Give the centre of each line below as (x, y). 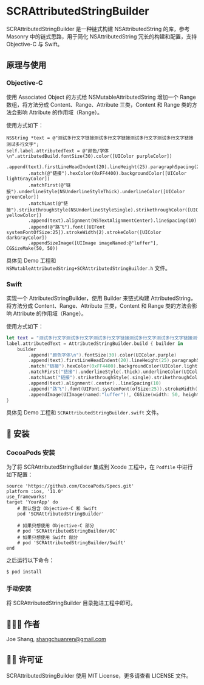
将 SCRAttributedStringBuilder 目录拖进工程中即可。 (71, 603)
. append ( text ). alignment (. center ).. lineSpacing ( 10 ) (95, 383)
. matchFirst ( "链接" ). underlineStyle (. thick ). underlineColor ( (106, 372)
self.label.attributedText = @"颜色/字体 (58, 151)
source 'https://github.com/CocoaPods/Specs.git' (70, 486)
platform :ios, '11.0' (35, 492)
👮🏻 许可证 (25, 660)
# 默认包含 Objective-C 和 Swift (57, 509)
